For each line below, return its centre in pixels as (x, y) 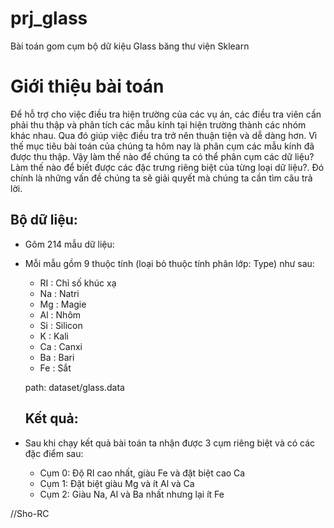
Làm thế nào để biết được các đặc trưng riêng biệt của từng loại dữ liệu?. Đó (167, 167)
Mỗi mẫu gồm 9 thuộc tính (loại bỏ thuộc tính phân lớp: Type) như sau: (169, 263)
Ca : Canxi (61, 346)
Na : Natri (59, 293)
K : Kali (54, 336)
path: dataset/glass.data (74, 387)
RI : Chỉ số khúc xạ (78, 283)
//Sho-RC (30, 513)
